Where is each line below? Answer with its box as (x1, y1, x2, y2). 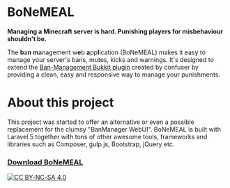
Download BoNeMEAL (7, 157, 84, 167)
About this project (7, 95, 114, 111)
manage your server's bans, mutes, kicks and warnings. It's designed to (7, 55, 215, 63)
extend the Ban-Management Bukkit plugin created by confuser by (7, 63, 199, 71)
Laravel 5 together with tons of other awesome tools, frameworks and (7, 132, 208, 141)
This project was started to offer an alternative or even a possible (7, 118, 195, 126)
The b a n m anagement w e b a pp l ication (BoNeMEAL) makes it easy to (7, 48, 206, 56)
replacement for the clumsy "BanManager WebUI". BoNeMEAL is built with (7, 125, 222, 133)
